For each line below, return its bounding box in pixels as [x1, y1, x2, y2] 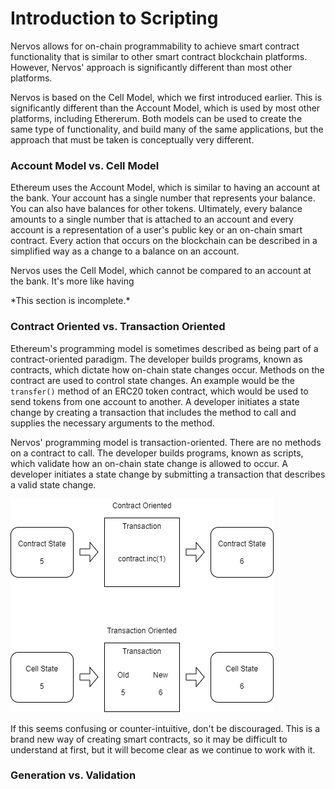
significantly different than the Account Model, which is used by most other [10, 102, 321, 114]
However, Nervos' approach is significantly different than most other [10, 61, 293, 73]
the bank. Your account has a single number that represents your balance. [10, 192, 316, 204]
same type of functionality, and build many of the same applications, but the [10, 123, 324, 135]
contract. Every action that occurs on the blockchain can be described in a [10, 235, 318, 247]
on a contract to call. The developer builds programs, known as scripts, [10, 447, 304, 459]
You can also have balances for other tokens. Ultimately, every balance [10, 203, 303, 215]
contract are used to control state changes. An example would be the [10, 374, 295, 386]
